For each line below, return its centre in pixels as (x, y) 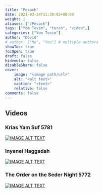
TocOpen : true (20, 51)
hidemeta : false (22, 61)
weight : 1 (15, 19)
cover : (12, 70)
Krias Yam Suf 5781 (29, 127)
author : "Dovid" (22, 38)
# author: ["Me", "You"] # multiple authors (52, 42)
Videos (16, 113)
